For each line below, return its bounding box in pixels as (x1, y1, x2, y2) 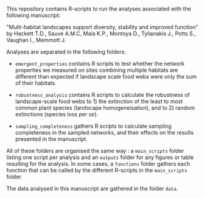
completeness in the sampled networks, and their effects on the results (15, 129, 194, 136)
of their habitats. (15, 79, 57, 87)
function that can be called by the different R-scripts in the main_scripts (6, 167, 188, 174)
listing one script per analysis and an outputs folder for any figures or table (6, 154, 194, 161)
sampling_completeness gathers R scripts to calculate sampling (15, 122, 172, 130)
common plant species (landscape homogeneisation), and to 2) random (15, 104, 195, 111)
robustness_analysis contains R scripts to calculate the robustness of (15, 91, 190, 98)
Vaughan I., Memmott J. (6, 37, 66, 43)
